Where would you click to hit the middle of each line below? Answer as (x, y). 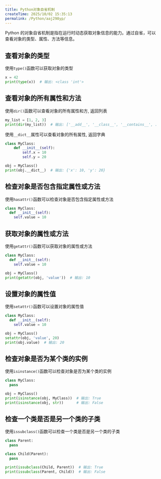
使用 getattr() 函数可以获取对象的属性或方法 (49, 246)
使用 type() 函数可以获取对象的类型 (39, 68)
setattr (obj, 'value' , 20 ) (32, 338)
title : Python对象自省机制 (30, 9)
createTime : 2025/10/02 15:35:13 (39, 14)
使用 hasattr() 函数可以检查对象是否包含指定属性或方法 (59, 199)
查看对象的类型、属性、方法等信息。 (41, 39)
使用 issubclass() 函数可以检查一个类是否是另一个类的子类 (62, 432)
